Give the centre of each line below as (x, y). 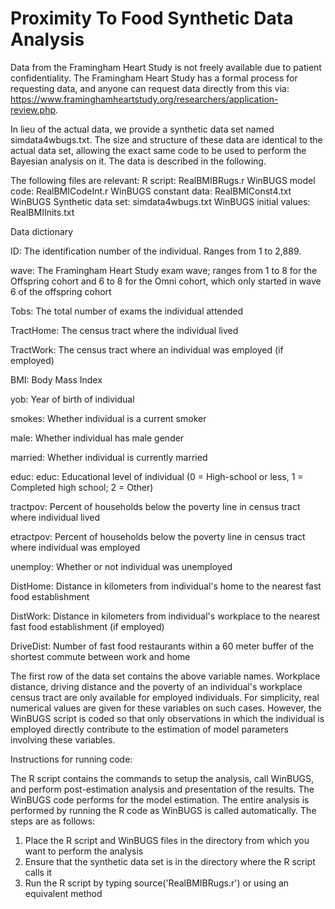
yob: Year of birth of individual (72, 399)
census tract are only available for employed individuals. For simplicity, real (165, 697)
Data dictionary (42, 231)
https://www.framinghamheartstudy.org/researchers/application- (144, 99)
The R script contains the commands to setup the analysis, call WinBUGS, (162, 778)
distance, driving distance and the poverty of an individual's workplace (156, 686)
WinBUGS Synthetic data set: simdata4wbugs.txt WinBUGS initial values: (160, 201)
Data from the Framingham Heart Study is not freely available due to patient (166, 67)
